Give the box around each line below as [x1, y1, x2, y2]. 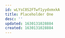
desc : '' [5, 16, 23, 21]
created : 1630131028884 [5, 26, 54, 31]
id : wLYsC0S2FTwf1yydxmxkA [5, 7, 60, 12]
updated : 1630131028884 [5, 21, 54, 26]
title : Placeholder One [5, 12, 54, 17]
